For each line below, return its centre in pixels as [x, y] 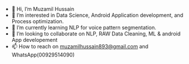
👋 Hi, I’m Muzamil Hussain [43, 9]
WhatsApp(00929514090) [43, 55]
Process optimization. [38, 21]
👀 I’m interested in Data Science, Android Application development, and [97, 15]
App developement [34, 40]
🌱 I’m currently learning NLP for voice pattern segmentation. [84, 27]
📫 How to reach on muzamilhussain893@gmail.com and [80, 46]
